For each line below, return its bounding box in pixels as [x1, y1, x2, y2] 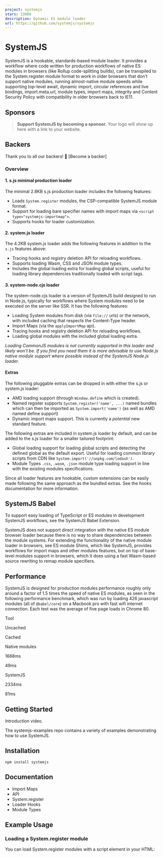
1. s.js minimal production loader [5, 177, 72, 183]
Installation [5, 747, 40, 755]
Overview [5, 165, 29, 172]
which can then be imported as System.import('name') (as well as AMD [12, 405, 155, 411]
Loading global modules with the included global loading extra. [12, 333, 139, 339]
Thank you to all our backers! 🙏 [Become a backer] [5, 153, 107, 159]
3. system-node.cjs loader [5, 282, 60, 288]
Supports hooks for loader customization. [12, 218, 96, 224]
